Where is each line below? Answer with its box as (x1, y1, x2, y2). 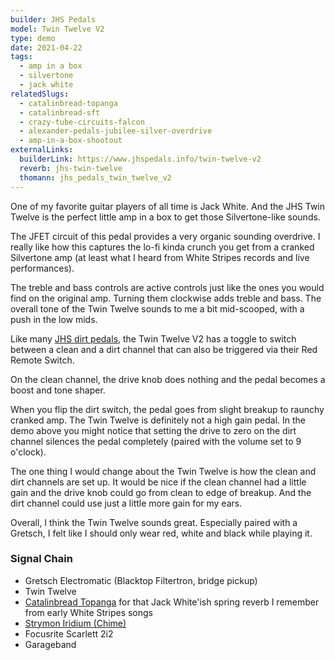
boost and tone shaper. (10, 384, 106, 396)
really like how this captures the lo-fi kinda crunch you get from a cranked (10, 241, 315, 253)
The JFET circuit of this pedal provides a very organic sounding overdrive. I (10, 230, 321, 242)
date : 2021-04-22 (10, 42, 83, 53)
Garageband (24, 638, 77, 650)
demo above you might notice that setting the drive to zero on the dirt (10, 424, 297, 436)
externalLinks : (10, 145, 74, 155)
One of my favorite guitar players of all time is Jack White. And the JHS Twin (10, 200, 326, 212)
